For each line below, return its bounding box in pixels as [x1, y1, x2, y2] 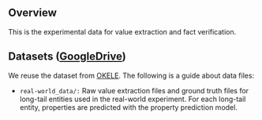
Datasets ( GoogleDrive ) [8, 50, 126, 64]
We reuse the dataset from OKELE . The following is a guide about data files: [8, 71, 255, 80]
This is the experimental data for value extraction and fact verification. [8, 27, 237, 36]
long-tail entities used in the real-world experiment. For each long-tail [19, 94, 246, 104]
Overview [8, 6, 58, 20]
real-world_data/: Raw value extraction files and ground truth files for [19, 85, 249, 95]
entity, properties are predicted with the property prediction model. [19, 102, 238, 112]
